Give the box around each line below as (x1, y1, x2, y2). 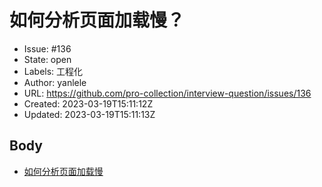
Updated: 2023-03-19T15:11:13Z (23, 108, 156, 120)
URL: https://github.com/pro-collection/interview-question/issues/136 (23, 87, 312, 99)
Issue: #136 (23, 42, 72, 55)
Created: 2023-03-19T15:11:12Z (23, 97, 154, 110)
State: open (23, 53, 72, 65)
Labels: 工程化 (23, 65, 84, 77)
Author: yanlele (23, 76, 87, 88)
